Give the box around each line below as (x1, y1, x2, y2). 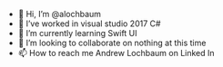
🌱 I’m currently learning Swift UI (17, 28, 138, 38)
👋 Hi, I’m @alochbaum (17, 9, 102, 19)
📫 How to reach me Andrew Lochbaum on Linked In (17, 48, 216, 58)
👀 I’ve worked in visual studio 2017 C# (17, 18, 161, 29)
